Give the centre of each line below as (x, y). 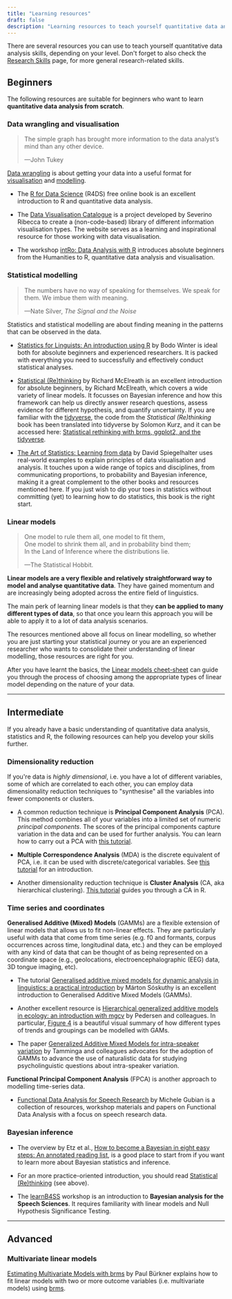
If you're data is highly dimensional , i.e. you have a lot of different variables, (115, 777)
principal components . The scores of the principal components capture (119, 827)
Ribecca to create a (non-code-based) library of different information (115, 222)
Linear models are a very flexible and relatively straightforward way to (110, 578)
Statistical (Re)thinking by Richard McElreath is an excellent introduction (119, 380)
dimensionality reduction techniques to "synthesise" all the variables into (111, 792)
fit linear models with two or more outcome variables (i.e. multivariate (106, 1281)
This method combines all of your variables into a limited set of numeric (119, 819)
